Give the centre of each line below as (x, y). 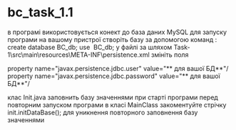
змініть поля (170, 55)
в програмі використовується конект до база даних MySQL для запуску (117, 32)
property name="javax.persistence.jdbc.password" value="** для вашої (114, 76)
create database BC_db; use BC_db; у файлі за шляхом (90, 47)
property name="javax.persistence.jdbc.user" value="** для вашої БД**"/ (118, 68)
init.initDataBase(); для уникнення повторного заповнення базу (103, 112)
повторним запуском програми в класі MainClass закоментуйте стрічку (117, 104)
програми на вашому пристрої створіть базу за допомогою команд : (112, 39)
